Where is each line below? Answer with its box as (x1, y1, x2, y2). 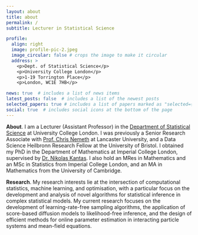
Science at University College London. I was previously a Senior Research (6, 129, 186, 136)
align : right (11, 41, 44, 47)
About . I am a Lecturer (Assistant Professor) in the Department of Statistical (6, 123, 190, 130)
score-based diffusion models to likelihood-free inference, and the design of (6, 210, 192, 217)
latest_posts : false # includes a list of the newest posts (6, 96, 160, 102)
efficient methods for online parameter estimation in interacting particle (6, 216, 179, 223)
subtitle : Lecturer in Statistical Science (6, 25, 115, 31)
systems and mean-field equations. (6, 222, 93, 229)
